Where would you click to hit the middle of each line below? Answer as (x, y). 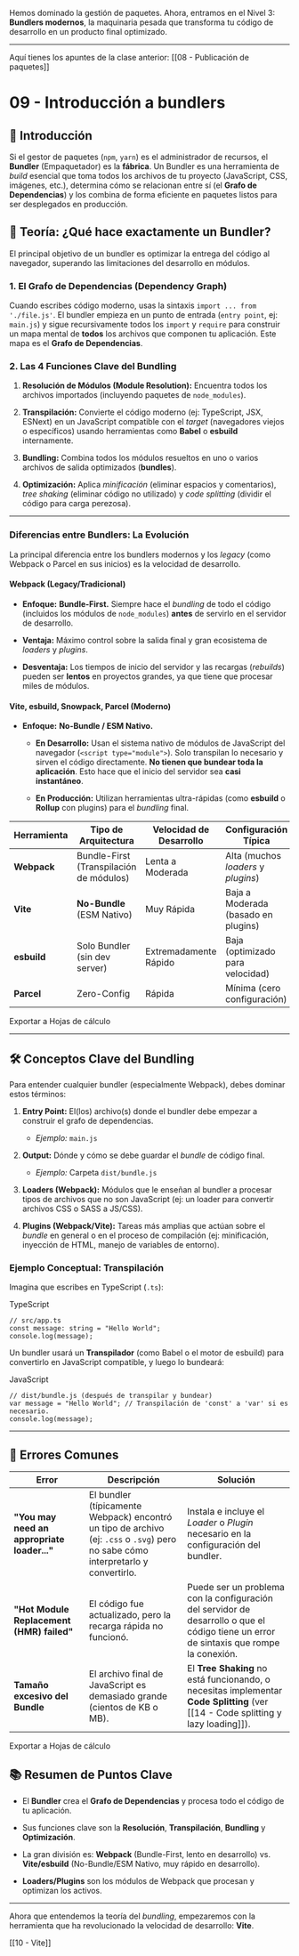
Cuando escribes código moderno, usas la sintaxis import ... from (133, 305)
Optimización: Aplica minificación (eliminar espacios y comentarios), (149, 485)
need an (31, 1528)
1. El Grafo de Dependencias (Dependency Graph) (118, 286)
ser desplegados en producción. (69, 204)
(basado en (249, 915)
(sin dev (94, 958)
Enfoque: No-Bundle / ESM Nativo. (88, 726)
